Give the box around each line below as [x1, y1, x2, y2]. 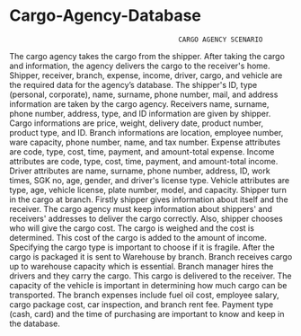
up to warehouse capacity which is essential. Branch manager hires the [9, 261, 274, 271]
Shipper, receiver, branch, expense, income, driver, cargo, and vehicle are [9, 69, 283, 81]
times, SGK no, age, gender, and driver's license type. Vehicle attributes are [9, 174, 290, 185]
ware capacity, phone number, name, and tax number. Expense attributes [9, 137, 281, 147]
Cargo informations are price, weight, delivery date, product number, [9, 118, 264, 128]
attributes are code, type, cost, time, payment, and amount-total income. [9, 155, 279, 166]
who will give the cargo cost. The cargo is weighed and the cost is [9, 222, 254, 234]
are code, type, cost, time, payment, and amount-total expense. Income [9, 146, 275, 157]
